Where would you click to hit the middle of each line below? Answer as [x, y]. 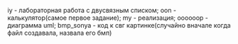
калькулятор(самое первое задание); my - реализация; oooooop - [108, 18]
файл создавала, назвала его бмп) [60, 33]
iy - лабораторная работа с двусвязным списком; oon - [92, 10]
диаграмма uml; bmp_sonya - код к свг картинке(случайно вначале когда [119, 25]
